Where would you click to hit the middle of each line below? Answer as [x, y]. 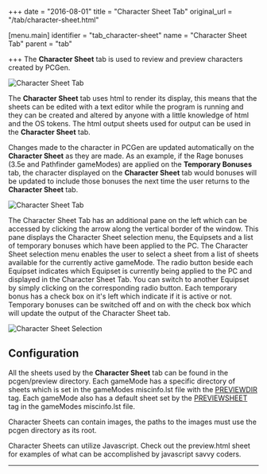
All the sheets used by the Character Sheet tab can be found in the [118, 372]
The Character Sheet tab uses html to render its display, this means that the [133, 98]
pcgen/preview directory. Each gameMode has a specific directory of [122, 381]
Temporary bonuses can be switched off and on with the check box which [130, 304]
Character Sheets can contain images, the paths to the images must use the [132, 422]
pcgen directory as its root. [52, 430]
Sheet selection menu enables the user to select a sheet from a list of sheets [133, 254]
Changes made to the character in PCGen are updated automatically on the [131, 147]
